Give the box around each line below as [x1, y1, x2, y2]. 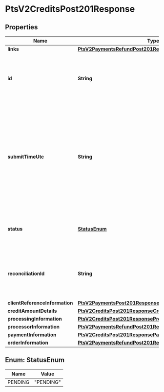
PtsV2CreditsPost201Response [5, 3, 135, 15]
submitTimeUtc [7, 153, 44, 160]
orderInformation [7, 339, 49, 346]
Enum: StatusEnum [5, 356, 65, 364]
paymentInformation [7, 331, 57, 338]
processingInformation [7, 316, 62, 322]
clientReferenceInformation [7, 300, 73, 306]
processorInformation [7, 323, 60, 330]
